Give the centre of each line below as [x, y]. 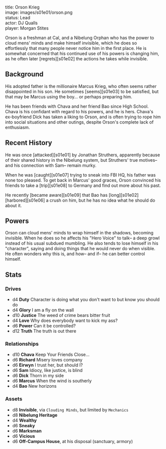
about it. [14, 205]
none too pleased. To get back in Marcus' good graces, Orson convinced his [83, 180]
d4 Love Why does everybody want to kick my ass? [65, 320]
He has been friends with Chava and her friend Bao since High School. [77, 106]
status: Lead [18, 18]
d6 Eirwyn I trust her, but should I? [47, 365]
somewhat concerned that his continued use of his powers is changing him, [82, 53]
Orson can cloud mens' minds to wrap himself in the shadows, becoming [79, 233]
